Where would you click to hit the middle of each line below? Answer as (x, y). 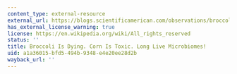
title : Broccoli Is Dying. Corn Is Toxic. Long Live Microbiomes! (107, 47)
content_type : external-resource (56, 14)
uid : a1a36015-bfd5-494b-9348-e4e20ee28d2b (72, 54)
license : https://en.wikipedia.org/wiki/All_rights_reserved (99, 33)
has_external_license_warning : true (61, 27)
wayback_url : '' (31, 60)
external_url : (28, 20)
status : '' (23, 40)
